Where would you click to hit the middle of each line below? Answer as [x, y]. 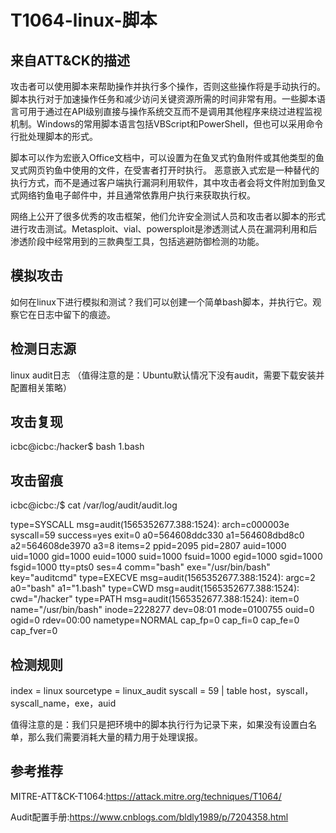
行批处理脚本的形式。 [54, 136]
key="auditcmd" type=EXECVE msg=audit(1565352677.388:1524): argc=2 [163, 578]
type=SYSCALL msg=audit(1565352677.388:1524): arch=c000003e [150, 525]
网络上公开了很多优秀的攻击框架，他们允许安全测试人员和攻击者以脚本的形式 [168, 216]
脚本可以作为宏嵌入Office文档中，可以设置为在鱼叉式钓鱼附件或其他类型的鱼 [167, 157]
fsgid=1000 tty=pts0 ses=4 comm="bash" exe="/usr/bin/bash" [140, 567]
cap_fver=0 [34, 631]
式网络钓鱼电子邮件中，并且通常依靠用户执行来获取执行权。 [133, 195]
